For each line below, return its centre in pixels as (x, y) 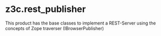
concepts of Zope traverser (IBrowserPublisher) (55, 28)
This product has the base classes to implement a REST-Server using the (81, 23)
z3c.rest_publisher (46, 9)
